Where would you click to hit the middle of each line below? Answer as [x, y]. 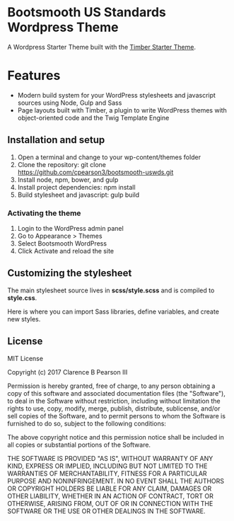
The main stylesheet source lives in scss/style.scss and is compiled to [111, 290]
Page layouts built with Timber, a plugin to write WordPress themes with [122, 110]
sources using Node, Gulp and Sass [70, 103]
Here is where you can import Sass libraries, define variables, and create [113, 311]
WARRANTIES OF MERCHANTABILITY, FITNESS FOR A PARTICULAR [107, 473]
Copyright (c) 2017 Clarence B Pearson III [68, 372]
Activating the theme [44, 213]
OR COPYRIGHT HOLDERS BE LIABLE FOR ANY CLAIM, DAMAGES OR [110, 488]
